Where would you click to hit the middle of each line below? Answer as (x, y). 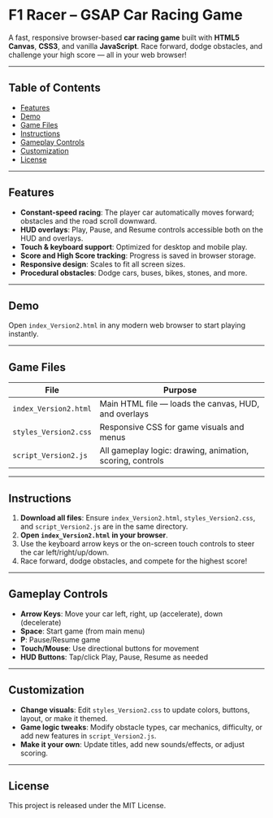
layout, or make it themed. (64, 718)
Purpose (180, 390)
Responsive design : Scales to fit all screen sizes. (103, 264)
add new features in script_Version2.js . (88, 735)
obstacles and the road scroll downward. (89, 220)
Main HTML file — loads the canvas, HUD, (180, 404)
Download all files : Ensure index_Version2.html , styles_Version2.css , (138, 518)
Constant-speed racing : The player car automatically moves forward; (137, 212)
